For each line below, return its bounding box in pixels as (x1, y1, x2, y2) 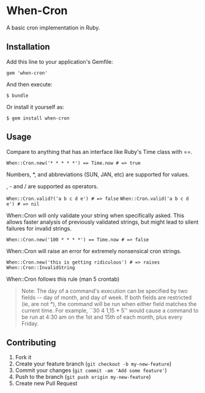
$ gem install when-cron (6, 115, 70, 121)
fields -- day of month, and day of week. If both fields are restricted (21, 294, 192, 301)
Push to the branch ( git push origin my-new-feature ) (15, 373, 151, 381)
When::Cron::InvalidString (6, 264, 75, 270)
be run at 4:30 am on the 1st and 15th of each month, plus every (21, 313, 182, 321)
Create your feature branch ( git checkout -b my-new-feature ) (15, 360, 172, 368)
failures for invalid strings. (6, 224, 72, 232)
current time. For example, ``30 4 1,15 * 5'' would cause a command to (21, 307, 199, 314)
